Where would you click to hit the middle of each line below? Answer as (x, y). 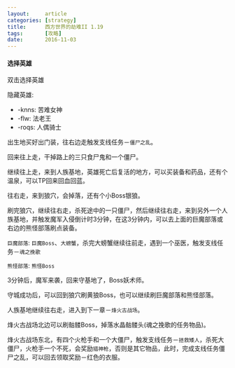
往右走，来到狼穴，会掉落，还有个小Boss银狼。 (76, 196)
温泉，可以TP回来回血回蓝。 (48, 181)
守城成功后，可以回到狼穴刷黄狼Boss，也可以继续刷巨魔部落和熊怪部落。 (113, 295)
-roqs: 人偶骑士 (39, 128)
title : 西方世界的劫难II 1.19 (55, 27)
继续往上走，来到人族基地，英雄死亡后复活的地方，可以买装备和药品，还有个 (117, 172)
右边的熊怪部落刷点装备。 (44, 228)
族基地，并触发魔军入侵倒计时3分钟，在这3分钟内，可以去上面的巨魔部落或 (115, 219)
